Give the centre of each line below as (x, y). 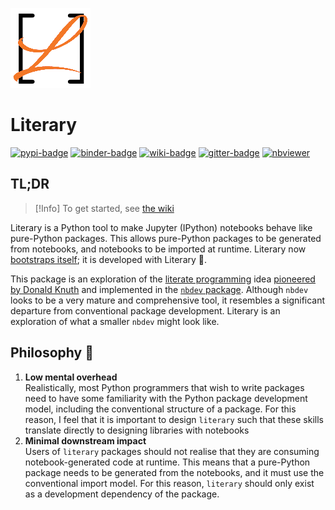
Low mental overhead (71, 377)
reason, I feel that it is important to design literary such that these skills (174, 419)
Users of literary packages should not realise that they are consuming (172, 451)
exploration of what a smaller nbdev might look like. (115, 321)
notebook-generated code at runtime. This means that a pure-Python (167, 462)
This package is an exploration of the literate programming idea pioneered (163, 279)
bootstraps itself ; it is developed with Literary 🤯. (109, 259)
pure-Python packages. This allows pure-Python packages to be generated (166, 238)
